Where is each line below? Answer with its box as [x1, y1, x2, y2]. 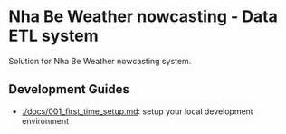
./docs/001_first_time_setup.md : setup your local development [21, 106, 254, 117]
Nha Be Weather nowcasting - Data [8, 6, 278, 27]
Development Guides [8, 81, 130, 97]
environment [21, 115, 70, 126]
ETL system [8, 25, 99, 46]
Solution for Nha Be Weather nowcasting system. [8, 55, 192, 66]
